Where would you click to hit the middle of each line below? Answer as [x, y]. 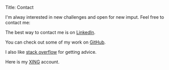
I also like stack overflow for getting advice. [51, 52]
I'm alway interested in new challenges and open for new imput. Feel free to [85, 17]
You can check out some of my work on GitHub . [55, 42]
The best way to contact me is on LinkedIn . [50, 32]
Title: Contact [20, 7]
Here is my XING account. [32, 62]
